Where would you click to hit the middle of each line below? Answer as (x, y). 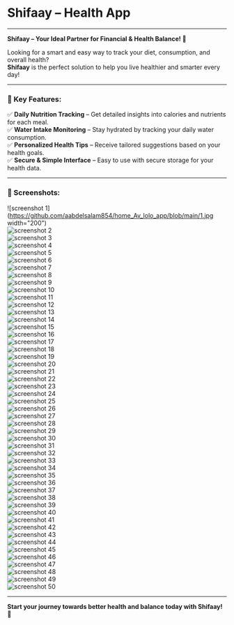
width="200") (27, 223)
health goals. (26, 153)
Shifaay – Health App (69, 13)
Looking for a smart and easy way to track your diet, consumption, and (109, 52)
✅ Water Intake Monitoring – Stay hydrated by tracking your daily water (111, 130)
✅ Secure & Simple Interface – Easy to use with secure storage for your (110, 160)
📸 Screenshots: (34, 193)
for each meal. (28, 122)
